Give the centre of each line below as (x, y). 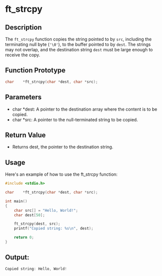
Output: (17, 257)
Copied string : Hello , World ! (36, 269)
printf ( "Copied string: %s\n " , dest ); (54, 229)
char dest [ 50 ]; (30, 215)
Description (23, 27)
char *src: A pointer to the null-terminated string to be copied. (75, 119)
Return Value (25, 135)
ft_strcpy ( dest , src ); (37, 224)
